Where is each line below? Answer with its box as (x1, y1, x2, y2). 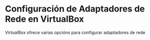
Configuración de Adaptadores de (5, 3, 145, 14)
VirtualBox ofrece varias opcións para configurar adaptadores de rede (5, 29, 146, 35)
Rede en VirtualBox (5, 13, 84, 25)
